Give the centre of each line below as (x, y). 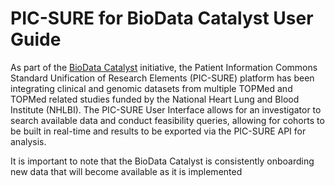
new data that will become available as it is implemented (126, 171)
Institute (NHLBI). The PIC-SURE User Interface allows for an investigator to (166, 109)
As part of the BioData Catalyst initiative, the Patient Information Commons (164, 67)
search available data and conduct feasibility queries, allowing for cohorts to (167, 120)
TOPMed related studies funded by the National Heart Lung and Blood (155, 99)
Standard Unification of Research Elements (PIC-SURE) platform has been (162, 78)
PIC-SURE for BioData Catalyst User (162, 18)
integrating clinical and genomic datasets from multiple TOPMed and (151, 88)
